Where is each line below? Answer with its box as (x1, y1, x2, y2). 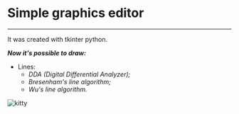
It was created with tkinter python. (7, 35, 108, 43)
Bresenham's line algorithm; (28, 77, 112, 86)
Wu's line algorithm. (28, 85, 87, 93)
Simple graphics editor (7, 5, 144, 21)
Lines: (17, 62, 36, 71)
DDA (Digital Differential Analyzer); (28, 69, 131, 79)
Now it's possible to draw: (7, 48, 87, 57)
